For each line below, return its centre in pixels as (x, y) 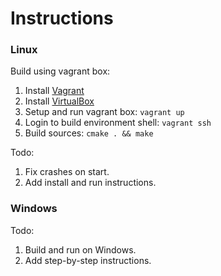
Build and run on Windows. (80, 249)
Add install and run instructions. (90, 183)
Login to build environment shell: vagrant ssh (118, 123)
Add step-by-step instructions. (88, 260)
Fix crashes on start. (67, 172)
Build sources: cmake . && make (89, 133)
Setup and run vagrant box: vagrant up (104, 112)
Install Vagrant (54, 91)
